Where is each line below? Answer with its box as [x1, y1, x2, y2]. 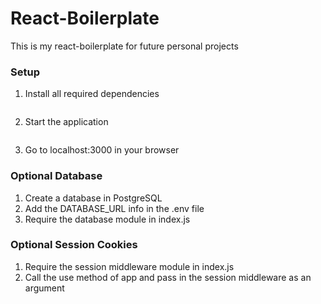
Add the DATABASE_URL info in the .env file [24, 202, 205, 214]
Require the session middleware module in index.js [24, 260, 235, 272]
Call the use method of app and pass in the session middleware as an [24, 271, 312, 283]
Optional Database [10, 169, 103, 183]
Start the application [24, 116, 109, 128]
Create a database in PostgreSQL [24, 192, 163, 204]
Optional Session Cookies [10, 238, 138, 252]
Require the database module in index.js [24, 213, 191, 225]
